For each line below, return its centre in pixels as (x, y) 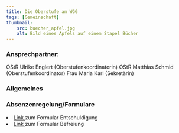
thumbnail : (19, 22)
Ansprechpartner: (32, 54)
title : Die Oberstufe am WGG (42, 12)
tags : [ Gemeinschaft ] (33, 17)
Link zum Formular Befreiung (49, 124)
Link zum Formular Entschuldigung (56, 117)
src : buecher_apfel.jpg (46, 28)
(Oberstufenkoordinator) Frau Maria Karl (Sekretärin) (70, 73)
